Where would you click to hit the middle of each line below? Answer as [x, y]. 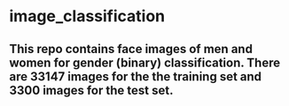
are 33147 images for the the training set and [136, 76]
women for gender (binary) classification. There [145, 62]
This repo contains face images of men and [131, 49]
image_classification [87, 16]
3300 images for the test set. [91, 90]
